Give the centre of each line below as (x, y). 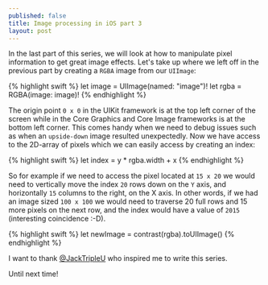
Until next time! (33, 274)
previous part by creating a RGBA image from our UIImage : (102, 71)
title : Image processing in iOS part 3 (75, 23)
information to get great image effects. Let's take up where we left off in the (134, 62)
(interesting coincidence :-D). (57, 219)
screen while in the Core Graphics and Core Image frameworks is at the (127, 119)
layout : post (30, 31)
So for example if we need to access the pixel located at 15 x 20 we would (132, 176)
